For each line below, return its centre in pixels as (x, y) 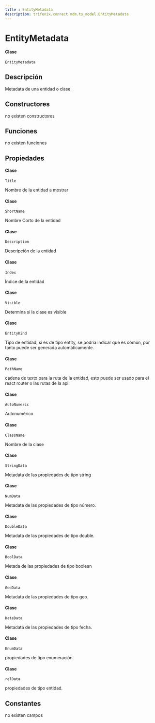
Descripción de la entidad (31, 251)
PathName (14, 369)
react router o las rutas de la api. (38, 383)
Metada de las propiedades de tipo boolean (48, 566)
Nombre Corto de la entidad (33, 221)
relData (13, 679)
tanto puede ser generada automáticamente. (50, 347)
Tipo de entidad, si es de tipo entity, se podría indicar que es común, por (77, 342)
